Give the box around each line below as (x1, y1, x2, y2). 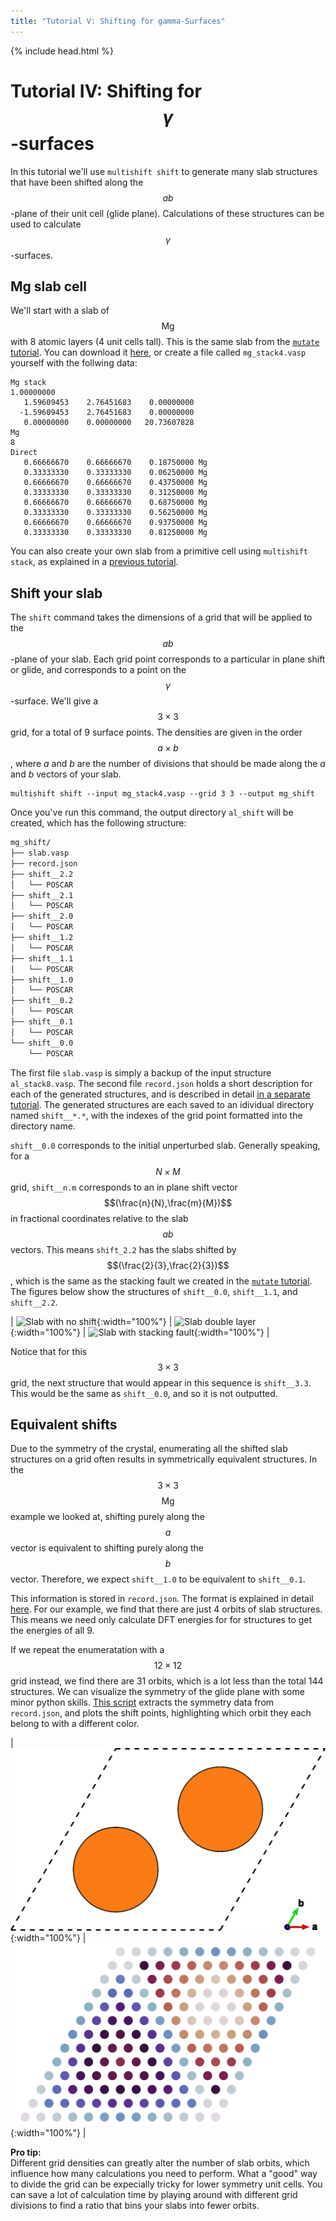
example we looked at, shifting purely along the (10, 1511, 205, 1523)
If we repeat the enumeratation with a (10, 1644, 165, 1656)
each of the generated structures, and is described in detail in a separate (10, 1088, 311, 1100)
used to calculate (10, 218, 82, 230)
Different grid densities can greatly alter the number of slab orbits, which (10, 2156, 310, 2169)
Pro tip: (10, 2146, 42, 2158)
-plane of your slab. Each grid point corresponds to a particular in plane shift (10, 653, 326, 665)
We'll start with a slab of (10, 305, 110, 317)
